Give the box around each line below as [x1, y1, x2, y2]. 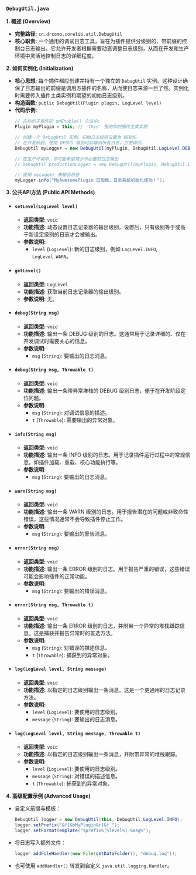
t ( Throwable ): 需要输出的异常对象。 [32, 416, 118, 423]
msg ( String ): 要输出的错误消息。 [32, 587, 110, 594]
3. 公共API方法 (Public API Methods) [6, 189, 95, 196]
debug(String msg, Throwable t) [14, 367, 94, 373]
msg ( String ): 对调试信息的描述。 [32, 409, 110, 416]
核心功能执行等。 [80, 459, 121, 466]
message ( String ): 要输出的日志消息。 [32, 716, 121, 722]
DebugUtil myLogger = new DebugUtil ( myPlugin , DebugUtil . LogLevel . [14, 145, 183, 151]
